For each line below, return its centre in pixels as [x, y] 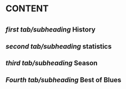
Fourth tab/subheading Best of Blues [63, 80]
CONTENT [27, 9]
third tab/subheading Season [52, 63]
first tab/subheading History [50, 30]
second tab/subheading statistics [59, 46]
